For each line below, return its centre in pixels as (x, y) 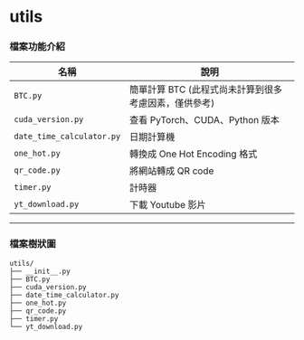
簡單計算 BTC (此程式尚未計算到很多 (206, 90)
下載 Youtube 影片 (168, 205)
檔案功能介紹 (38, 47)
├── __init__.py (40, 271)
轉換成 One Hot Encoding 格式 (194, 154)
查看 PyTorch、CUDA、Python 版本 (205, 120)
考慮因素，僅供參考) (172, 103)
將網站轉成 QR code (172, 171)
